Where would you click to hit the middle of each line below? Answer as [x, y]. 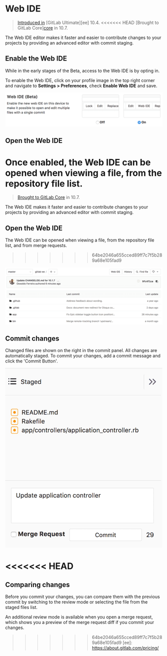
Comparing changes [38, 585]
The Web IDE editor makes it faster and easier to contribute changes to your [83, 37]
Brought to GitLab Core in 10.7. [49, 197]
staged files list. [21, 607]
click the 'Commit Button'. [32, 361]
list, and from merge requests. [36, 245]
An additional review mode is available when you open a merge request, [79, 617]
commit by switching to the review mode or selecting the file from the [77, 602]
